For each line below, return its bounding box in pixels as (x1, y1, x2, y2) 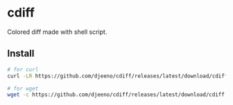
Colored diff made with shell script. (7, 28, 107, 36)
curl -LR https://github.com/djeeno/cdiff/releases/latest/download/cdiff (7, 73, 228, 79)
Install (7, 48, 35, 59)
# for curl (7, 66, 39, 73)
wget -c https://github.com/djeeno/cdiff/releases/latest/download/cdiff (7, 91, 225, 98)
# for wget (7, 85, 39, 92)
